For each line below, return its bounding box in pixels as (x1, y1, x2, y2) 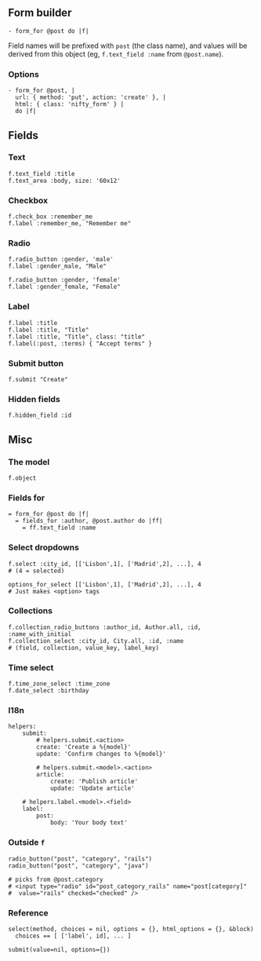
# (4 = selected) (8, 567, 65, 575)
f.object (8, 474, 37, 482)
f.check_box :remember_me (8, 213, 92, 221)
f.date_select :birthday (8, 687, 89, 695)
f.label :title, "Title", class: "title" (8, 333, 146, 341)
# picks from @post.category (8, 875, 103, 883)
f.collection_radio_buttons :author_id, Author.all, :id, (8, 623, 201, 631)
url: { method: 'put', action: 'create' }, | (15, 93, 167, 101)
